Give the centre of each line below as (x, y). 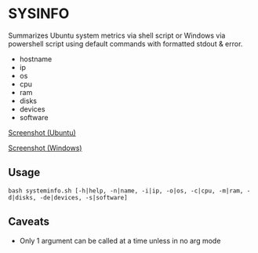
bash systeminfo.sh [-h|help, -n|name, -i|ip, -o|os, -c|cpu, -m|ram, (126, 191)
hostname (36, 59)
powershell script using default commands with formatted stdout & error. (125, 43)
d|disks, (22, 197)
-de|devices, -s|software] (84, 197)
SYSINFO (39, 14)
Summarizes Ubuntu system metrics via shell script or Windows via (117, 35)
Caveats (29, 222)
